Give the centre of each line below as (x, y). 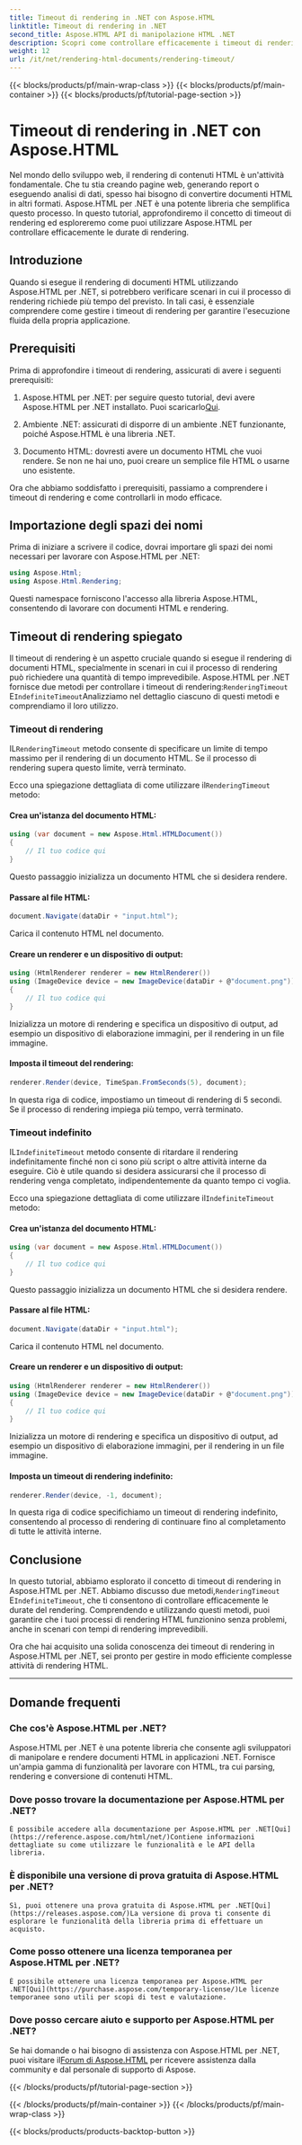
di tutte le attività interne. (55, 1531)
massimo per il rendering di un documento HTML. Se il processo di (133, 758)
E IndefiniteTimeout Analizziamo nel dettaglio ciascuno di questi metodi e (145, 696)
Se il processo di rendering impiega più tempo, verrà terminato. (126, 1109)
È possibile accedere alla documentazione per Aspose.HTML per (130, 1829)
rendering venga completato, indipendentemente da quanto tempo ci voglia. (150, 1180)
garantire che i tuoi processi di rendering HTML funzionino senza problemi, (148, 1620)
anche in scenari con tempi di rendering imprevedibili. (109, 1629)
